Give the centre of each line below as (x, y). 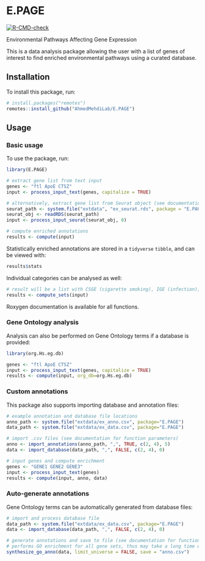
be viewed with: (26, 255)
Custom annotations (37, 392)
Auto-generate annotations (48, 494)
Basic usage (25, 145)
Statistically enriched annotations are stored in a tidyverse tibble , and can (101, 248)
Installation (28, 77)
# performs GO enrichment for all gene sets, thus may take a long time (101, 546)
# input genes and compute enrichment (56, 461)
